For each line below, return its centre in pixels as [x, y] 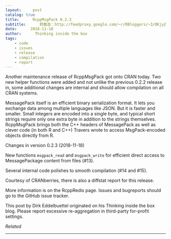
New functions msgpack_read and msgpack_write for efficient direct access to [85, 155]
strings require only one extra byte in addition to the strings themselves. [81, 119]
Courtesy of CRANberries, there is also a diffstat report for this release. [80, 181]
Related [13, 226]
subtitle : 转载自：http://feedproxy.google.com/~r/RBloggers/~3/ [80, 24]
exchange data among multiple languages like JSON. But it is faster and [80, 108]
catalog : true [20, 15]
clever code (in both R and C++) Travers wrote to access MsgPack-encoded [85, 130]
